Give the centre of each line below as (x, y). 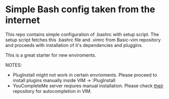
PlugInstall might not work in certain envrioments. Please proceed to (85, 75)
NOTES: (14, 65)
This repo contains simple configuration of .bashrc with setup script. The (82, 34)
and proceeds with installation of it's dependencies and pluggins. (74, 45)
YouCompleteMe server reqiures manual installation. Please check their (88, 86)
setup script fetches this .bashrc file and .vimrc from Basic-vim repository (83, 40)
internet (23, 20)
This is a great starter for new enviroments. (51, 55)
